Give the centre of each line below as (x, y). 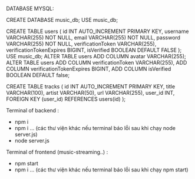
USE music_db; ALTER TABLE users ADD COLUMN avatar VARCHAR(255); (96, 56)
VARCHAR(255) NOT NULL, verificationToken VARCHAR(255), (81, 44)
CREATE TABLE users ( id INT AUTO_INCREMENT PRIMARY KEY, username (97, 31)
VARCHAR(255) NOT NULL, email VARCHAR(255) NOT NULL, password (93, 37)
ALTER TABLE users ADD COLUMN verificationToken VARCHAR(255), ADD (97, 62)
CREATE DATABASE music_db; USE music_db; (62, 20)
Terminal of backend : (33, 110)
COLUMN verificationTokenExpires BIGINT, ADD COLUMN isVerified (89, 69)
